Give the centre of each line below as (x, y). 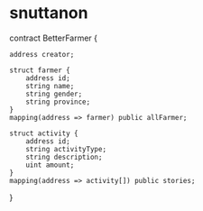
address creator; (42, 54)
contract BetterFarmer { (53, 38)
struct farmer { (40, 70)
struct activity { (44, 133)
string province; (58, 102)
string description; (64, 157)
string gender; (54, 94)
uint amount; (50, 165)
